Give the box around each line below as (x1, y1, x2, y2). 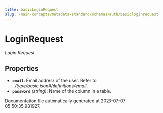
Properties (5, 64, 39, 73)
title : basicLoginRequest (5, 7, 58, 12)
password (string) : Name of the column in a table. (12, 88, 111, 94)
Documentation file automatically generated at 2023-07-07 (5, 98, 126, 104)
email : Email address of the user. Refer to (12, 78, 97, 84)
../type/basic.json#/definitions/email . (12, 83, 88, 89)
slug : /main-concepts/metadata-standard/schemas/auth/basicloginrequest (5, 12, 159, 17)
